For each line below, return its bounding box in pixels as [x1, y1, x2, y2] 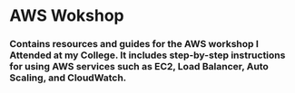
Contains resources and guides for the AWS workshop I [9, 38, 259, 51]
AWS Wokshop [9, 5, 124, 26]
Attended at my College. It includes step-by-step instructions [9, 49, 286, 61]
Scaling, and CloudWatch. [9, 71, 127, 84]
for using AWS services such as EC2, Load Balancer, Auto [9, 60, 270, 73]
